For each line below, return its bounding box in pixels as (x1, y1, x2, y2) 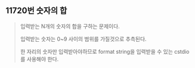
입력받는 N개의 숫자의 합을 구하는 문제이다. (20, 23, 120, 30)
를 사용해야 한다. (20, 55, 59, 63)
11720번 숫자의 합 (5, 5, 67, 16)
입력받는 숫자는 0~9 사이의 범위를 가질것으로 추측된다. (20, 35, 147, 42)
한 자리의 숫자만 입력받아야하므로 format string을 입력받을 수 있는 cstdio (20, 48, 190, 55)
